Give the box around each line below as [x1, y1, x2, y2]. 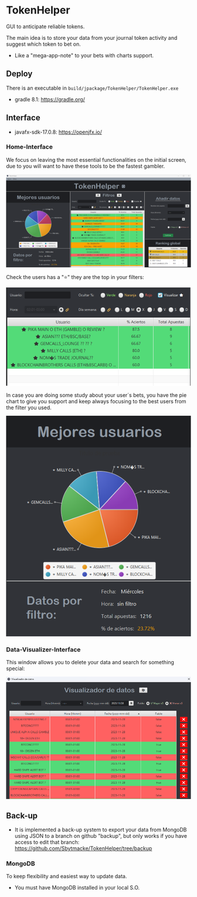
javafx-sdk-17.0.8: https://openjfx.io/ [14, 128, 103, 135]
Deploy [6, 69, 33, 79]
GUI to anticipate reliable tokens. [6, 23, 85, 30]
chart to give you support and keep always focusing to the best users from [6, 397, 186, 405]
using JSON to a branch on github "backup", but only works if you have [14, 833, 188, 840]
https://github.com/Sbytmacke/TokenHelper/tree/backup [14, 845, 152, 852]
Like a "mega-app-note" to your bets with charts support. [14, 52, 154, 59]
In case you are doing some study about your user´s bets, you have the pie [6, 391, 187, 399]
